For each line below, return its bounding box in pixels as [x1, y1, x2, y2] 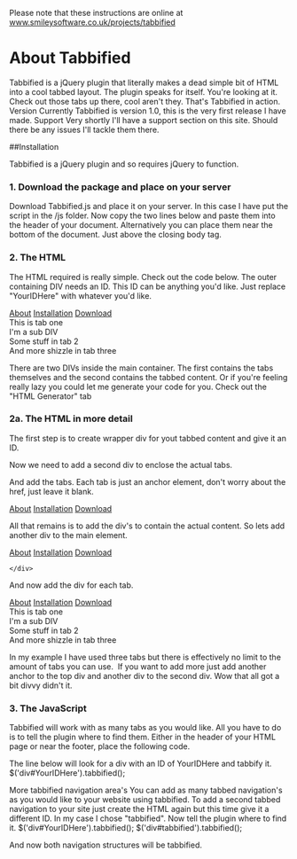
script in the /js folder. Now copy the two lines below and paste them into [9, 210, 277, 221]
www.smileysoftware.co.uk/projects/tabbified [9, 17, 176, 27]
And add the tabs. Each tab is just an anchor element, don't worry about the [9, 476, 286, 487]
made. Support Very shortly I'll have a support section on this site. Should [9, 114, 278, 125]
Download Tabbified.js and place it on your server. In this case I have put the [9, 201, 289, 212]
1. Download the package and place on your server [9, 181, 231, 193]
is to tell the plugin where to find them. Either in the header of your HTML [9, 731, 277, 743]
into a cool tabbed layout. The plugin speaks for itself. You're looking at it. [9, 86, 277, 97]
